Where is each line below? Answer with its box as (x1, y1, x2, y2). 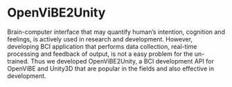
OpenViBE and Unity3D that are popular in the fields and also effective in (7, 64, 215, 72)
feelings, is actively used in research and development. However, (7, 35, 193, 43)
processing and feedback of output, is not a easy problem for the (7, 50, 193, 58)
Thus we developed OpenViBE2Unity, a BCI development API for (30, 57, 215, 65)
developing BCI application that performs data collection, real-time (7, 42, 197, 50)
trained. (7, 57, 30, 65)
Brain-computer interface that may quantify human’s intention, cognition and (7, 28, 225, 36)
